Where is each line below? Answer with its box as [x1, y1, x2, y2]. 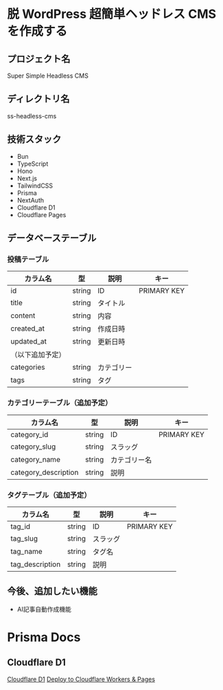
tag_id [10, 522, 31, 531]
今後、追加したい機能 [7, 586, 97, 597]
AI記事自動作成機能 [16, 605, 72, 613]
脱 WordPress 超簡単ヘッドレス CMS [7, 6, 217, 22]
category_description [10, 467, 79, 477]
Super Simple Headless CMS [7, 71, 89, 80]
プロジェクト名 [7, 53, 71, 65]
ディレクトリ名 [7, 93, 70, 105]
